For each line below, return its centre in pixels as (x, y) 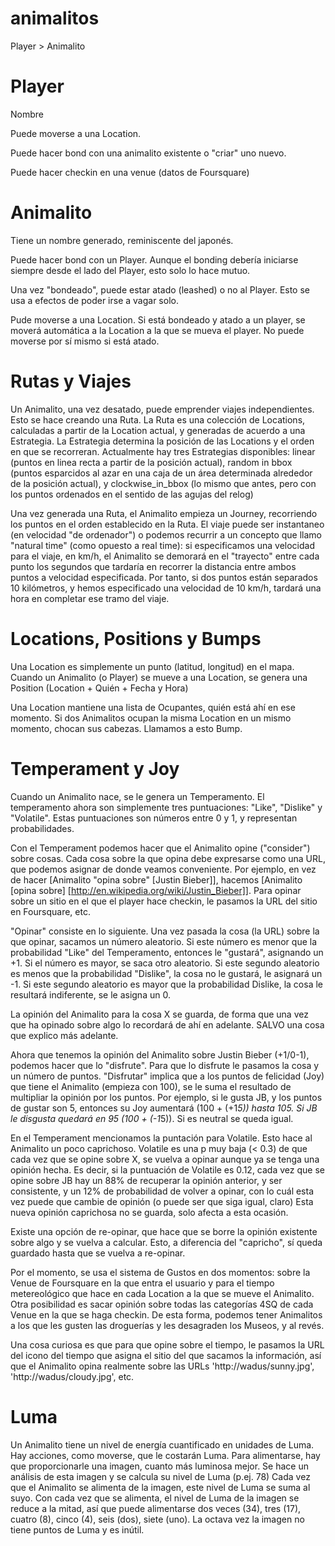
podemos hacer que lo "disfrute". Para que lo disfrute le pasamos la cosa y (165, 1065)
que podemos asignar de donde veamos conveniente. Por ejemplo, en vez (163, 869)
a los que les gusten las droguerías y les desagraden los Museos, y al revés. (167, 1325)
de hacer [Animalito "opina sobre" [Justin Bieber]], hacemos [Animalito (156, 879)
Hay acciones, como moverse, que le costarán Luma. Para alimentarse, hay (165, 1455)
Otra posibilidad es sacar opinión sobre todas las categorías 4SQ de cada (162, 1304)
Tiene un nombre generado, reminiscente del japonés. (122, 240)
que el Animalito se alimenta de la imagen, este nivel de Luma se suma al (160, 1487)
